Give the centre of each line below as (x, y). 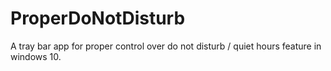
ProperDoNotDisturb (98, 18)
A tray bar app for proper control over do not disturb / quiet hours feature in (166, 46)
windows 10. (36, 56)
